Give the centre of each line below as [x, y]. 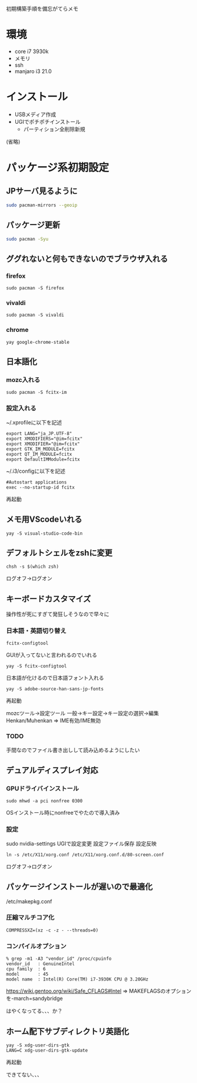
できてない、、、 [24, 1074]
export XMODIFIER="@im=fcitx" [43, 444]
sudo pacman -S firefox [35, 288]
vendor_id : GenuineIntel [41, 964]
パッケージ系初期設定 [58, 168]
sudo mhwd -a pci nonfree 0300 [44, 801]
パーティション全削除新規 [54, 129]
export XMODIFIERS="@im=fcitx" [44, 439]
